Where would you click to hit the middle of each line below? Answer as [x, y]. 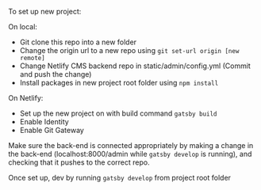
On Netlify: [26, 98]
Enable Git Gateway [52, 130]
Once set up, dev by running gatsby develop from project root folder [120, 178]
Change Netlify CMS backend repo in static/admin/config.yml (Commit [135, 66]
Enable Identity [44, 122]
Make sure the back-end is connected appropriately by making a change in [131, 145]
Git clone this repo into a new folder [78, 42]
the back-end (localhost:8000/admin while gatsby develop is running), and [130, 154]
